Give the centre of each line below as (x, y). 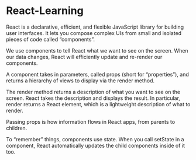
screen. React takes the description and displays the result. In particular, (93, 98)
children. (17, 128)
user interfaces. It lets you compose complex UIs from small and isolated (94, 33)
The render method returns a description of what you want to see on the (93, 92)
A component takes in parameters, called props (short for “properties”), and (97, 74)
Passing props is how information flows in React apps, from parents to (91, 121)
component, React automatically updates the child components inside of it (96, 145)
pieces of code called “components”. (51, 39)
